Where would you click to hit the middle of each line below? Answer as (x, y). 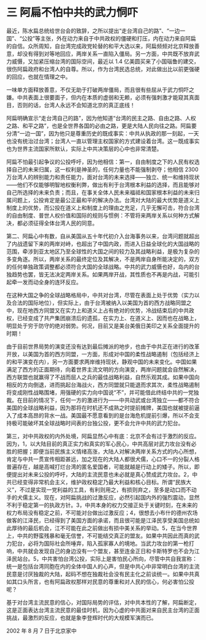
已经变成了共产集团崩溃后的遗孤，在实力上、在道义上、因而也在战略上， (108, 318)
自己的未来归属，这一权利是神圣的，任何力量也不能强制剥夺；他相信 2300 (105, 169)
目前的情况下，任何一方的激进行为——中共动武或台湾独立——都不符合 (111, 400)
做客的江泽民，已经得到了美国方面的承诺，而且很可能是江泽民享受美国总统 (100, 520)
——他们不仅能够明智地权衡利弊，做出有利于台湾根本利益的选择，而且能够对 (103, 185)
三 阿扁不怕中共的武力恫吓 (72, 13)
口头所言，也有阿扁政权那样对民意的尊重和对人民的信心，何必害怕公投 (105, 581)
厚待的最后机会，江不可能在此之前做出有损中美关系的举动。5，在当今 (99, 528)
